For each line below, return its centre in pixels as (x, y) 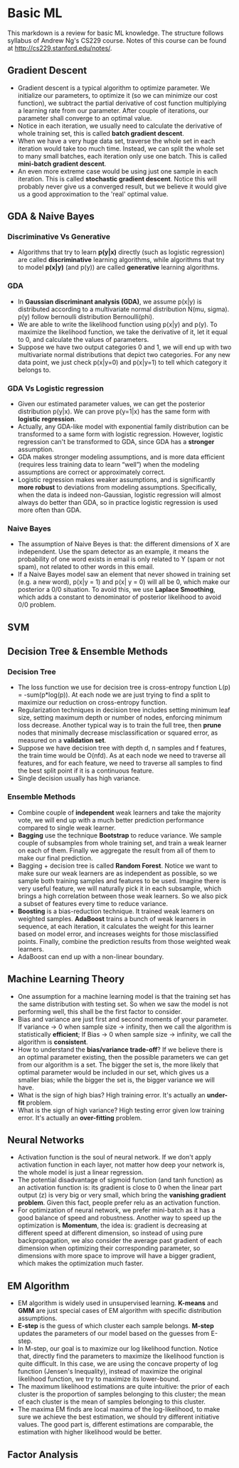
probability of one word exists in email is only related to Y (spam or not (121, 559)
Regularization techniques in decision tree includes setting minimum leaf (124, 710)
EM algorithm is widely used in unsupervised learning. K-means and (118, 1303)
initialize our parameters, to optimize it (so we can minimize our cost (118, 95)
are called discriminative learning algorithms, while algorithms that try (121, 260)
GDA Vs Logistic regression (56, 388)
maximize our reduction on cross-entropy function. (92, 703)
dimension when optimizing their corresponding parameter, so (109, 1248)
